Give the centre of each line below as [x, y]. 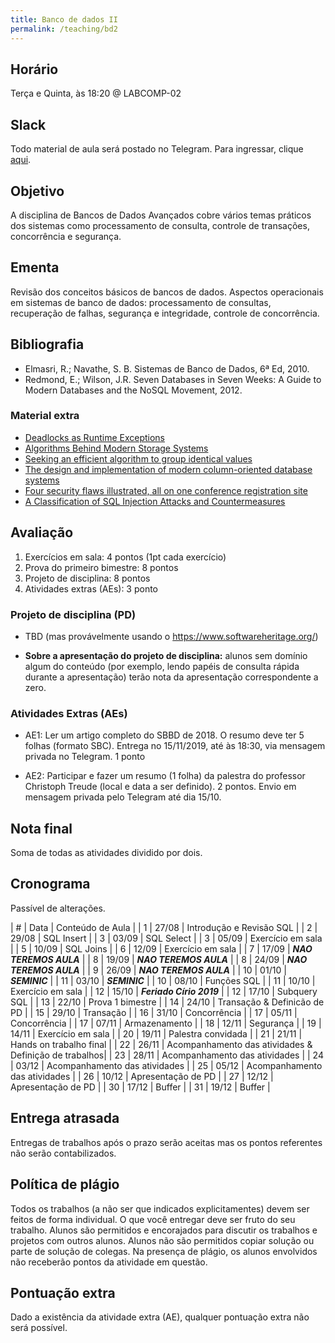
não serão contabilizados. [63, 1153]
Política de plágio [65, 1184]
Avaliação [42, 532]
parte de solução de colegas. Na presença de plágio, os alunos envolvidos [164, 1251]
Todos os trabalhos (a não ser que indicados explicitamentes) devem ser [160, 1208]
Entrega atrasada [65, 1118]
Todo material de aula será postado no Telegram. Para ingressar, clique [157, 149]
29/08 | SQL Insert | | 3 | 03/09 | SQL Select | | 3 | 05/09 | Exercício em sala [166, 938]
